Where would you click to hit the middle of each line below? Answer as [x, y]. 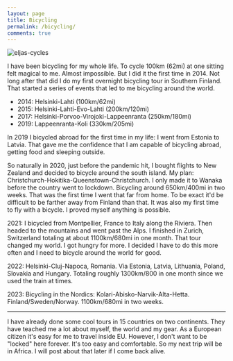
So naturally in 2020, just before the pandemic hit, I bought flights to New [112, 166]
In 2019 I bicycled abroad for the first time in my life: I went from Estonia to [113, 137]
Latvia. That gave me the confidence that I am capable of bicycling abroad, [114, 145]
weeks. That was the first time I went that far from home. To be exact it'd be [115, 195]
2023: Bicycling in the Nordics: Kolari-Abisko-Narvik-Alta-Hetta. [98, 294]
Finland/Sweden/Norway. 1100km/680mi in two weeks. [86, 302]
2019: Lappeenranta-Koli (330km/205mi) [76, 124]
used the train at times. [40, 281]
